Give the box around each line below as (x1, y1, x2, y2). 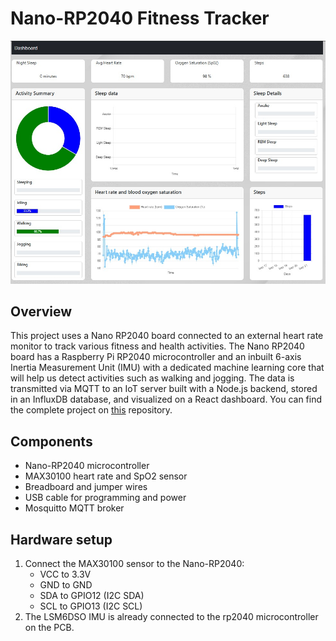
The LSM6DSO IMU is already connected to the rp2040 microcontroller (24, 611, 319, 622)
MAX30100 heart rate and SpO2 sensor (24, 470, 188, 482)
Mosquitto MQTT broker (24, 502, 125, 514)
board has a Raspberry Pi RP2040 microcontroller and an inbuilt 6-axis (10, 351, 302, 363)
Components (10, 433, 93, 450)
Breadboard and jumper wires (24, 481, 148, 493)
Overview (10, 303, 73, 320)
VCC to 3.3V (39, 568, 92, 580)
